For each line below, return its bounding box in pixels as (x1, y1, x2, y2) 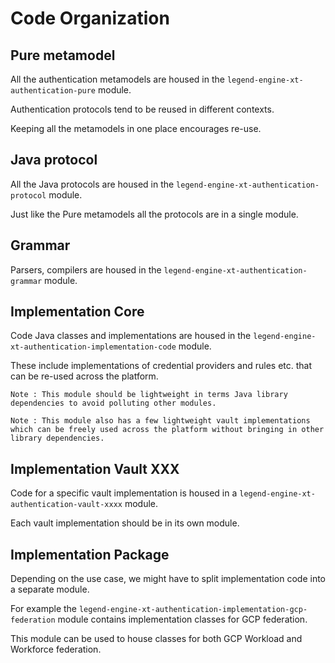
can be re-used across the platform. (10, 370, 159, 382)
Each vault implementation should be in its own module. (10, 517, 240, 529)
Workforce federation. (10, 643, 102, 656)
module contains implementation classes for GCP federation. (57, 613, 308, 626)
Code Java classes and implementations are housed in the (10, 330, 252, 342)
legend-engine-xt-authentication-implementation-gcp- (78, 605, 308, 615)
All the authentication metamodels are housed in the (10, 73, 225, 85)
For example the (10, 603, 78, 615)
